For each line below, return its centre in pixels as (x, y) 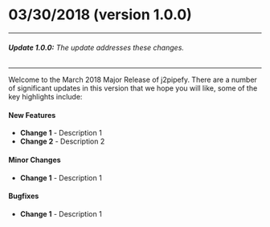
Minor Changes (35, 160)
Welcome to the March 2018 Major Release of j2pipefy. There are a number (133, 80)
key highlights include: (45, 97)
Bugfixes (24, 196)
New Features (32, 115)
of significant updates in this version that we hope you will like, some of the (133, 88)
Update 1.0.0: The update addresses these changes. (96, 47)
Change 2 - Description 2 (62, 141)
